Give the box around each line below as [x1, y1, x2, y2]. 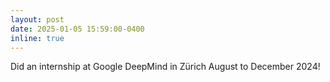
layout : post [10, 14, 65, 25]
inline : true [10, 33, 65, 43]
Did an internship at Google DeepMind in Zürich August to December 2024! [10, 61, 321, 73]
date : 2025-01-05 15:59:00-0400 [10, 24, 145, 34]
